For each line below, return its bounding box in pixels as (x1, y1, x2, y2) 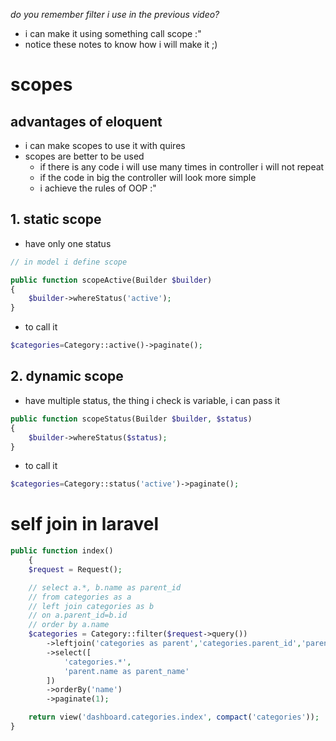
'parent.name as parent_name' (63, 666, 190, 676)
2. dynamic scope (10, 368, 124, 385)
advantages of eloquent (10, 113, 163, 130)
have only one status (24, 237, 112, 249)
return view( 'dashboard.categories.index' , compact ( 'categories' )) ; (28, 712, 320, 723)
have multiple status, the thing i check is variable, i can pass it (24, 394, 281, 406)
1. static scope (10, 211, 102, 228)
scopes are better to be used (24, 150, 145, 162)
